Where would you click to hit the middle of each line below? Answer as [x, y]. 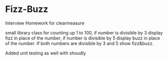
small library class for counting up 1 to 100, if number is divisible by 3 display [84, 32]
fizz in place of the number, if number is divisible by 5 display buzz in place [82, 38]
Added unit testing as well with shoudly [45, 53]
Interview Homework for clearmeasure [45, 23]
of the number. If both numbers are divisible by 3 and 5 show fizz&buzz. [79, 43]
